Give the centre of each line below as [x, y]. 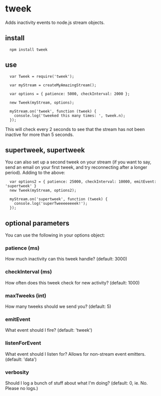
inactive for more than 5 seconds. [40, 134]
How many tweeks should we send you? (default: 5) [58, 306]
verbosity [17, 372]
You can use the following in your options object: [55, 235]
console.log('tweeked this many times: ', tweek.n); [70, 116]
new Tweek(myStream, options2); [43, 191]
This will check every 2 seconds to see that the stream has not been [75, 129]
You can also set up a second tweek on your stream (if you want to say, [78, 162]
